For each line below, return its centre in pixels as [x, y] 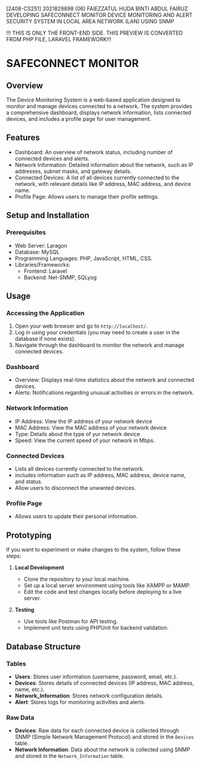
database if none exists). [45, 339]
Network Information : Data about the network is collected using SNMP [102, 749]
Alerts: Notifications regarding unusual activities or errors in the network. [104, 393]
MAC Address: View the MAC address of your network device [91, 428]
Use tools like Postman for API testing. [71, 621]
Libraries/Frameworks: [42, 264]
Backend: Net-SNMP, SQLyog [60, 277]
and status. [29, 481]
